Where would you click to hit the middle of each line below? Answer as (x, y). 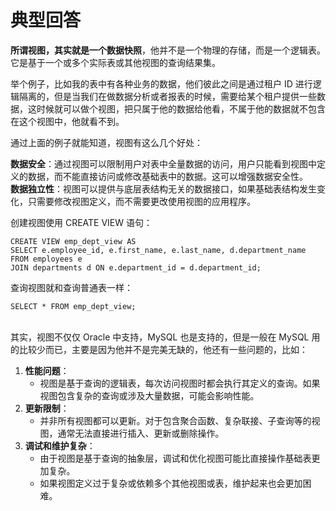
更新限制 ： (47, 408)
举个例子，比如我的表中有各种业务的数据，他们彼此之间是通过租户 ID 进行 (161, 83)
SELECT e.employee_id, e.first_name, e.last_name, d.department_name (158, 250)
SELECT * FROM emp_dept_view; (73, 306)
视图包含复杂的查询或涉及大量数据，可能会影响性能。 (149, 395)
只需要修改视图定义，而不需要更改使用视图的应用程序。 (141, 201)
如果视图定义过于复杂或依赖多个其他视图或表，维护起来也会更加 (171, 483)
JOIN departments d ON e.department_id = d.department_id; (136, 267)
